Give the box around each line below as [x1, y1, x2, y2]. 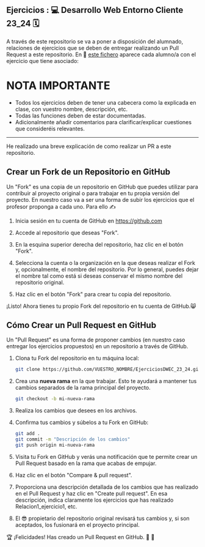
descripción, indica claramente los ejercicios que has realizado [15, 496, 174, 504]
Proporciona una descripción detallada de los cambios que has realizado [15, 483, 198, 491]
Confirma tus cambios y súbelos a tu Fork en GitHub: [15, 419, 149, 426]
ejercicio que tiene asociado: [6, 57, 79, 64]
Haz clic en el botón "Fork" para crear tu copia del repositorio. [15, 290, 172, 298]
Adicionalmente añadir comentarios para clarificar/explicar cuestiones [15, 118, 192, 125]
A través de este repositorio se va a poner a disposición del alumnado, [6, 37, 184, 45]
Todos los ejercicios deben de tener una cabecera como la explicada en [15, 99, 196, 106]
